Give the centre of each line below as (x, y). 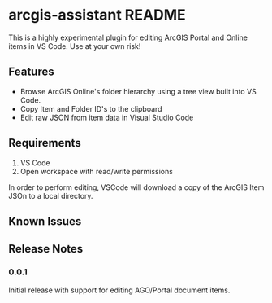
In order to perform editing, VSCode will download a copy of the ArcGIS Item (136, 187)
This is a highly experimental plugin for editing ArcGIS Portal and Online (128, 37)
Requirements (45, 143)
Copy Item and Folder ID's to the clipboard (91, 108)
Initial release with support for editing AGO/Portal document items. (119, 290)
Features (31, 72)
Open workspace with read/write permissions (96, 171)
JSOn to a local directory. (51, 195)
